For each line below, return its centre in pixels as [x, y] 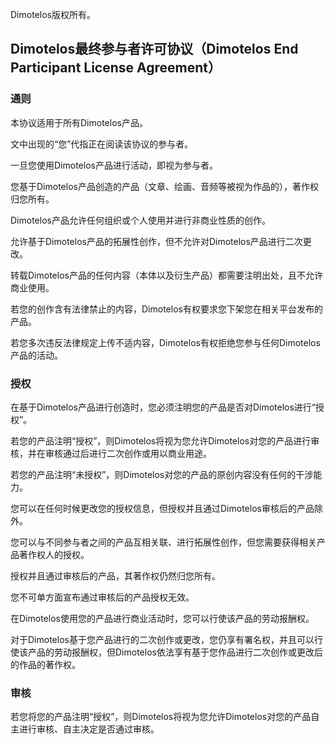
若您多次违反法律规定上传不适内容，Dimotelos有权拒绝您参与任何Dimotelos [165, 342]
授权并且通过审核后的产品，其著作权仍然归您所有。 [115, 575]
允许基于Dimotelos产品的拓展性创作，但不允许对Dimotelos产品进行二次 [156, 241]
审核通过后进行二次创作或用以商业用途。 [128, 453]
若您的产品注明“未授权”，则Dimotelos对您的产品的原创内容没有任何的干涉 [162, 474]
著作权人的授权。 [54, 554]
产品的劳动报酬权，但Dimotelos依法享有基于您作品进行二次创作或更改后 [175, 652]
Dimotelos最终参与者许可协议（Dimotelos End [154, 49]
